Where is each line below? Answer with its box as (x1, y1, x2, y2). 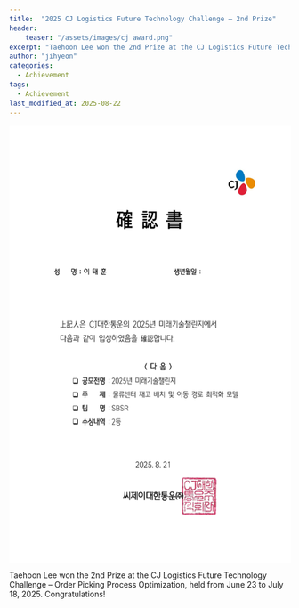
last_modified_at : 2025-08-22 (9, 99, 122, 108)
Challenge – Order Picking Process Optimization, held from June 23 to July (9, 579, 284, 589)
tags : (9, 80, 29, 89)
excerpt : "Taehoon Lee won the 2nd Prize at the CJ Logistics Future (9, 43, 273, 52)
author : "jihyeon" (9, 52, 77, 61)
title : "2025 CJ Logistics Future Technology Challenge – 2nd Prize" (9, 14, 277, 23)
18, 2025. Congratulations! (9, 588, 106, 599)
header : (9, 23, 38, 33)
